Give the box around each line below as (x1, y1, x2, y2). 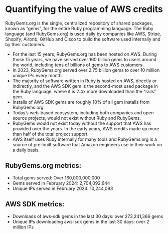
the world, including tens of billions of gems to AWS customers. (12, 62, 144, 68)
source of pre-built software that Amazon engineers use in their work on (12, 141, 162, 147)
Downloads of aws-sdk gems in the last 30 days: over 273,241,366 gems (12, 213, 163, 219)
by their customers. (5, 41, 46, 47)
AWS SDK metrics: (5, 200, 65, 208)
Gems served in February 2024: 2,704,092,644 (12, 180, 110, 186)
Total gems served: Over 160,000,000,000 (12, 174, 100, 181)
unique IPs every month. (12, 72, 63, 78)
